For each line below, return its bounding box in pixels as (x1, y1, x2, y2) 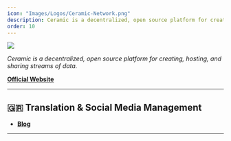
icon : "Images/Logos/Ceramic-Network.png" (7, 10, 131, 17)
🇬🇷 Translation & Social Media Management (7, 101, 202, 113)
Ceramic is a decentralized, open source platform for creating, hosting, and (7, 54, 222, 63)
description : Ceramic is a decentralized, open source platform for (7, 17, 208, 23)
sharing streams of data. (7, 62, 78, 70)
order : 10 (7, 23, 36, 30)
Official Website (7, 75, 54, 83)
